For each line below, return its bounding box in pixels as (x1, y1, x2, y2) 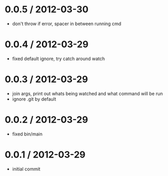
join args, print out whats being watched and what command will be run (12, 90, 163, 96)
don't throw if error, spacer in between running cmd (12, 21, 122, 27)
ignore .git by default (12, 96, 57, 102)
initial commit (12, 166, 40, 172)
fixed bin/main (12, 131, 43, 137)
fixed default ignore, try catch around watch (12, 55, 105, 62)
